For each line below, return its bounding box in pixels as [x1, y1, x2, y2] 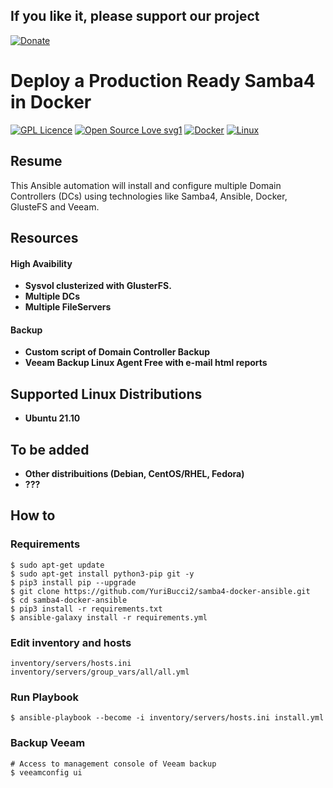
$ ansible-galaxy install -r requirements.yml [10, 612, 208, 623]
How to [10, 507, 56, 524]
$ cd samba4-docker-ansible [10, 595, 128, 605]
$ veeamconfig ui [10, 767, 83, 778]
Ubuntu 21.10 [24, 412, 81, 424]
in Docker [10, 91, 92, 113]
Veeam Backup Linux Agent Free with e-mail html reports [24, 357, 268, 369]
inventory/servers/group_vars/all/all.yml [10, 667, 190, 677]
